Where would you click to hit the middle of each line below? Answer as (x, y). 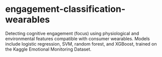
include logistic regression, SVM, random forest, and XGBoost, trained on (81, 44)
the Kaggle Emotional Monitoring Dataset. (48, 49)
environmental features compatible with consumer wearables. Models (77, 39)
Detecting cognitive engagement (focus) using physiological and (72, 33)
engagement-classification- (65, 9)
